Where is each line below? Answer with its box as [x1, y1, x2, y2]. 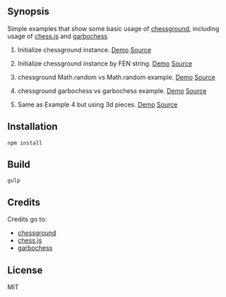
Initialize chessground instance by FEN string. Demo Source [17, 59, 193, 68]
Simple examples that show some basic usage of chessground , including [7, 24, 220, 32]
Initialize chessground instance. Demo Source [17, 45, 152, 54]
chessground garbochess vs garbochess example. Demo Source [17, 86, 207, 95]
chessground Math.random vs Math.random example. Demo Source [17, 73, 215, 81]
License [7, 264, 43, 276]
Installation [7, 121, 58, 133]
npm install [7, 139, 42, 147]
